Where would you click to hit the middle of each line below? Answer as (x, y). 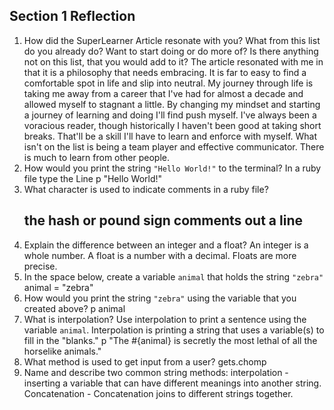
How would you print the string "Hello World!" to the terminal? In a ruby (172, 168)
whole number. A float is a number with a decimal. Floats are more (160, 255)
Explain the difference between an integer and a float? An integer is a (166, 245)
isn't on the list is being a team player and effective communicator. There (174, 146)
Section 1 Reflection (72, 16)
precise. (40, 266)
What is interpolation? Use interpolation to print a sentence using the (165, 319)
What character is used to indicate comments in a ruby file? (146, 189)
